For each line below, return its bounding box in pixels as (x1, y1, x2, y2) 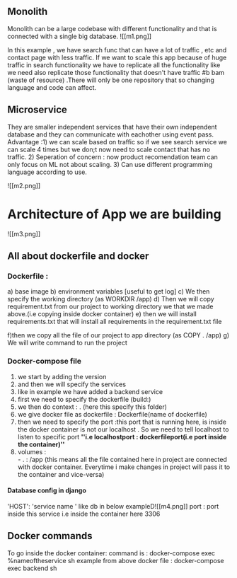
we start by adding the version (17, 372, 107, 381)
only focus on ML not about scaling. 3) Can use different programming (7, 160, 213, 168)
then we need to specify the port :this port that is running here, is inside (17, 417, 226, 426)
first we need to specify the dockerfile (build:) (17, 395, 151, 403)
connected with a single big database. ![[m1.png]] (7, 32, 152, 40)
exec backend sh (7, 564, 57, 572)
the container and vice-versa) (17, 470, 105, 478)
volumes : (17, 447, 47, 456)
